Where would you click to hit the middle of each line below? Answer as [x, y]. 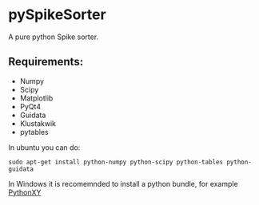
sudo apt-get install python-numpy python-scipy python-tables [116, 162]
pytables [34, 132]
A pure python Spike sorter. [54, 37]
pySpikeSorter [57, 15]
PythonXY [25, 192]
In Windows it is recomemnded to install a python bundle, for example [123, 183]
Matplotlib [36, 98]
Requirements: [46, 62]
